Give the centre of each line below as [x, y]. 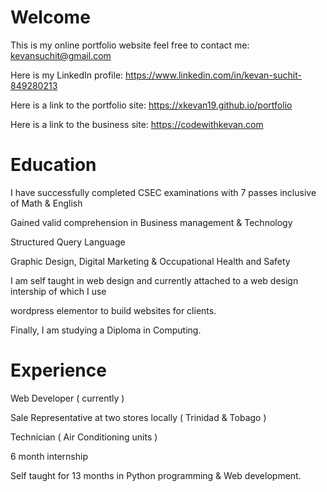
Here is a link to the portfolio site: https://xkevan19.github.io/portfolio [151, 105]
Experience [58, 370]
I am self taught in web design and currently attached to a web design [154, 280]
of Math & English [46, 203]
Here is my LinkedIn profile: [67, 75]
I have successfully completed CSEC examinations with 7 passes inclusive [163, 192]
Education [53, 165]
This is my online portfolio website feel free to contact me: [130, 45]
